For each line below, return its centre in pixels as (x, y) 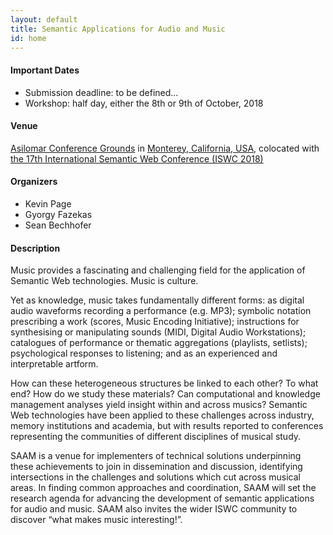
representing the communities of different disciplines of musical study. (156, 437)
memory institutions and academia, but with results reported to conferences (167, 426)
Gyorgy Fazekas (58, 214)
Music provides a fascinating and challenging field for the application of (158, 270)
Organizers (34, 182)
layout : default (44, 19)
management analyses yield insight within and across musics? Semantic (159, 405)
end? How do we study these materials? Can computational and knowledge (165, 394)
